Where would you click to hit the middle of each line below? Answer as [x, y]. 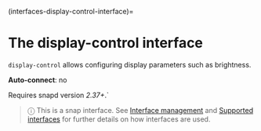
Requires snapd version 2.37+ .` [59, 95]
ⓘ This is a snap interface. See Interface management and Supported [140, 110]
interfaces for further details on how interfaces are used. [119, 119]
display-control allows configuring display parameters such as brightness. [130, 64]
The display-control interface [106, 43]
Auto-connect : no [38, 80]
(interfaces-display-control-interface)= [71, 11]
